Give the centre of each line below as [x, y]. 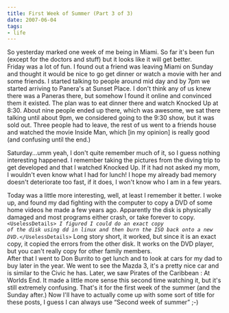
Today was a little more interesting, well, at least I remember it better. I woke [114, 196]
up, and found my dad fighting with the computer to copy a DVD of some [110, 202]
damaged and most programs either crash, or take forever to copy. [101, 218]
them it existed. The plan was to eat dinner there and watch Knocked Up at [113, 103]
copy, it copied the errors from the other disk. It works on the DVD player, [111, 244]
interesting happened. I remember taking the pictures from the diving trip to [114, 160]
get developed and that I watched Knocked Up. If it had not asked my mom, [114, 167]
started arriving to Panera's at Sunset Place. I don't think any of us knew [109, 89]
